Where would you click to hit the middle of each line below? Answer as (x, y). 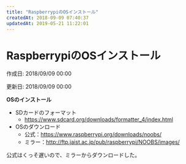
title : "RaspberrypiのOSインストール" (53, 12)
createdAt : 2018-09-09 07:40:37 (47, 18)
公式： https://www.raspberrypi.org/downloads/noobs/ (93, 135)
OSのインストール (29, 100)
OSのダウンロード (38, 127)
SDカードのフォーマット (46, 113)
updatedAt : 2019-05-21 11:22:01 (47, 23)
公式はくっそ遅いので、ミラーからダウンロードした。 (73, 155)
